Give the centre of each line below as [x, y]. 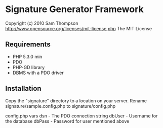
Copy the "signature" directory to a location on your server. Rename [76, 101]
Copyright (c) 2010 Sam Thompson [42, 23]
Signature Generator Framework [74, 9]
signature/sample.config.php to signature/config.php [60, 106]
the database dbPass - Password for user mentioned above [67, 121]
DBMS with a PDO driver [38, 73]
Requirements [28, 45]
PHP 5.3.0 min [27, 56]
